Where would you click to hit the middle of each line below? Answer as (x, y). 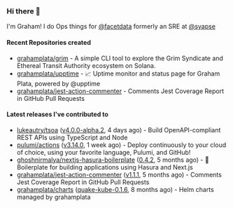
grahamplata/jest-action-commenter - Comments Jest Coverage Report (120, 91)
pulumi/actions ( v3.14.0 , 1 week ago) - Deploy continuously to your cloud (121, 145)
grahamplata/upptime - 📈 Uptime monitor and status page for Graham (118, 74)
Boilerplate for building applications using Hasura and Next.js (105, 167)
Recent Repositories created (49, 42)
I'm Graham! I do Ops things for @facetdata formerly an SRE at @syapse (111, 27)
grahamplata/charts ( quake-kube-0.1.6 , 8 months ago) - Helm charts (115, 189)
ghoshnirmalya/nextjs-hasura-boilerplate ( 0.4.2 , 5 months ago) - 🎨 (113, 160)
